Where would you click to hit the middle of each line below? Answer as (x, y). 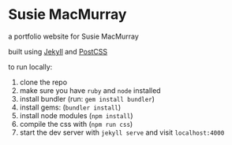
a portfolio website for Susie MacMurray (74, 36)
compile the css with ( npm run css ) (76, 124)
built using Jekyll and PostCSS (58, 51)
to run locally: (30, 67)
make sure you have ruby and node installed (90, 90)
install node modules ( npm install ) (76, 115)
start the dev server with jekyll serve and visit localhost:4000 (122, 132)
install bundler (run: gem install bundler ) (87, 99)
